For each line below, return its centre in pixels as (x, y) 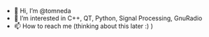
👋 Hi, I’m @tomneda (42, 11)
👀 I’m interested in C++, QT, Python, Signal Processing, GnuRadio (108, 18)
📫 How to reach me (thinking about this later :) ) (84, 26)
